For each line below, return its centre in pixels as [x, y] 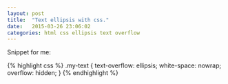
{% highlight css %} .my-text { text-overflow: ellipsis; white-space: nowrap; [114, 65]
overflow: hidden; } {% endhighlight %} [63, 73]
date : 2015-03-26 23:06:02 [49, 26]
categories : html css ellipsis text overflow [73, 33]
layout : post [26, 13]
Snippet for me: [29, 52]
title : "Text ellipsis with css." [58, 20]
